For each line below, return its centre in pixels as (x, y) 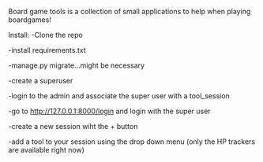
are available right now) (47, 150)
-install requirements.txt (47, 50)
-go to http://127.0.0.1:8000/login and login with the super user (109, 111)
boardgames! (30, 20)
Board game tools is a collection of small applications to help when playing (130, 11)
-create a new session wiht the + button (73, 126)
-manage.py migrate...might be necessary (76, 65)
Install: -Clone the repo (45, 35)
